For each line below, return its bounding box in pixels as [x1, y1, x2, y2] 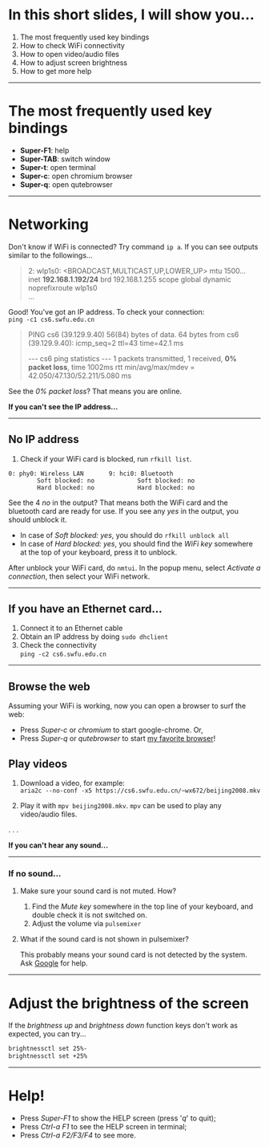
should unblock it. [8, 515, 67, 524]
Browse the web [8, 680, 90, 693]
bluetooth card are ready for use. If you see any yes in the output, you [8, 506, 239, 515]
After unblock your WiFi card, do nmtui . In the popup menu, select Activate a [8, 563, 261, 572]
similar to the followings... [8, 250, 93, 260]
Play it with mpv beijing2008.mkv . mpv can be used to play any [19, 801, 222, 811]
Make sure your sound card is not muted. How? [19, 886, 177, 896]
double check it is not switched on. [31, 910, 148, 920]
